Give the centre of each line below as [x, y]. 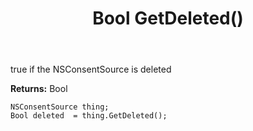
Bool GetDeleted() [168, 18]
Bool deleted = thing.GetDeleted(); [89, 116]
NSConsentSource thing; [60, 107]
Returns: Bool [39, 89]
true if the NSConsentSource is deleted [91, 69]
